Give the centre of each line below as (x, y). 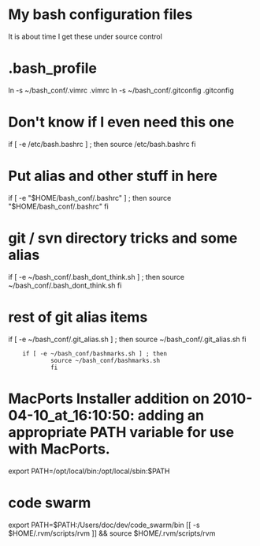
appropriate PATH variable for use (121, 432)
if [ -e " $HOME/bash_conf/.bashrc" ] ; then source (90, 198)
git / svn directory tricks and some (123, 238)
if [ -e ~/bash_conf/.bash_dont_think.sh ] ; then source (97, 277)
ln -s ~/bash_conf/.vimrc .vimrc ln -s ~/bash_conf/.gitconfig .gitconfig (121, 90)
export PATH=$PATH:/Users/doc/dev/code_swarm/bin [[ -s (104, 525)
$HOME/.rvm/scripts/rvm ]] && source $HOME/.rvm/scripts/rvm (112, 533)
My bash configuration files (100, 15)
